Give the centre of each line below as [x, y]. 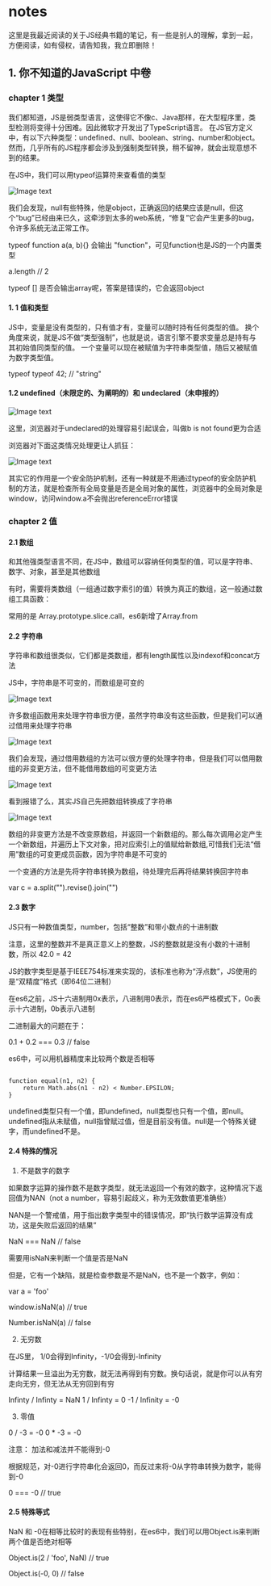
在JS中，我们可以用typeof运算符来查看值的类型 [88, 174]
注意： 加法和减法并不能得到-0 [59, 1449]
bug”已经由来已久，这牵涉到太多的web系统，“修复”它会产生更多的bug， [139, 217]
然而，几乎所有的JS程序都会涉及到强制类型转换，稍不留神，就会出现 [122, 147]
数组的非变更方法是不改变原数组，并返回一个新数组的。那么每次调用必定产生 [135, 834]
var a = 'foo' [29, 1291]
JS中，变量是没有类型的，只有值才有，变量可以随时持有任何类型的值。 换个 [134, 327]
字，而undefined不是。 [46, 1131]
